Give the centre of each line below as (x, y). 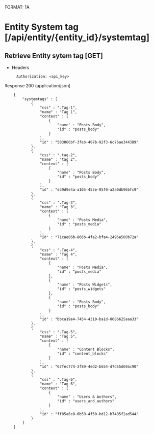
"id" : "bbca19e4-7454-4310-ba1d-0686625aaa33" (89, 319)
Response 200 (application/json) (38, 86)
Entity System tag (42, 27)
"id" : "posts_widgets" (81, 289)
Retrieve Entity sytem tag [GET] (54, 55)
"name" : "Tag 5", (58, 336)
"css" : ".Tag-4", (58, 250)
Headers (20, 68)
